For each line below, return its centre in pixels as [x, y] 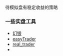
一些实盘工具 [21, 21]
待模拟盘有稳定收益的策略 [31, 7]
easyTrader [24, 39]
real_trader [23, 44]
